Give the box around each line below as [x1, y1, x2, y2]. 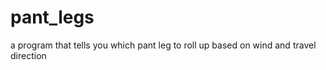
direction [10, 49, 47, 61]
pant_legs [10, 6, 95, 29]
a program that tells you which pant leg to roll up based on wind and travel [10, 39, 317, 51]
